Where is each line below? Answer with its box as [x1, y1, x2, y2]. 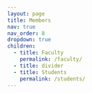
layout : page [7, 10, 45, 17]
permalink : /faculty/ [20, 56, 82, 63]
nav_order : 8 [7, 29, 45, 37]
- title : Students [13, 69, 68, 76]
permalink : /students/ [20, 75, 86, 83]
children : [7, 43, 36, 50]
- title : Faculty [13, 50, 64, 57]
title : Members [7, 17, 52, 24]
